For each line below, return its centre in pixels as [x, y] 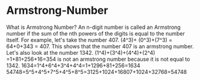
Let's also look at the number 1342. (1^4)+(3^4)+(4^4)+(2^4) [81, 52]
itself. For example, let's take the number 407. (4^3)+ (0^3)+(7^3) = [89, 40]
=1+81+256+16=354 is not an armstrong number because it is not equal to [98, 59]
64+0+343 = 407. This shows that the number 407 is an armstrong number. [100, 46]
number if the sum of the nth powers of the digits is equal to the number [95, 33]
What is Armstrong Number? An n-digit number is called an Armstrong [93, 27]
